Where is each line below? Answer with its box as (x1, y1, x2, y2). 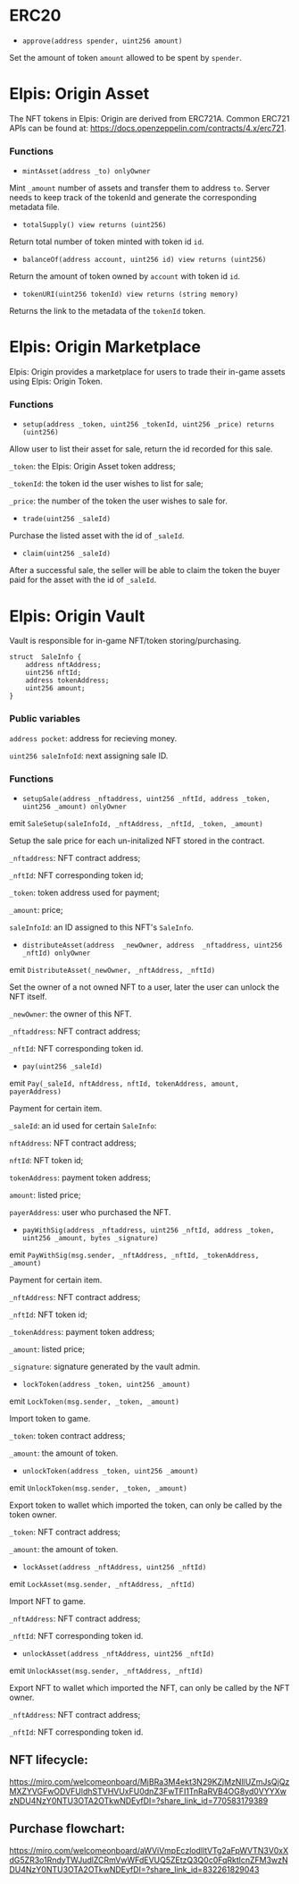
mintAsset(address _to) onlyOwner (21, 167, 151, 176)
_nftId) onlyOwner (21, 949, 91, 958)
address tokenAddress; (25, 676, 110, 685)
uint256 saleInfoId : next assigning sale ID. (9, 750, 169, 761)
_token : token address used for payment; (9, 887, 160, 898)
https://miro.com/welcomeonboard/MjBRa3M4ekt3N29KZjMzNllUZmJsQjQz (9, 1776, 290, 1787)
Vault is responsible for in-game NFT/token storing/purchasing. (9, 636, 242, 646)
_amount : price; (9, 904, 63, 915)
